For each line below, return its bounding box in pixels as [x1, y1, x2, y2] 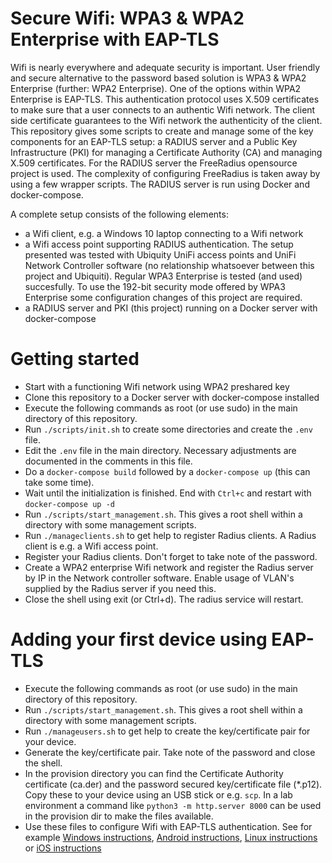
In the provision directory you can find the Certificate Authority [24, 767, 284, 779]
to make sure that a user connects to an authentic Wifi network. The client [10, 103, 316, 116]
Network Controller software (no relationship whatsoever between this [24, 259, 315, 271]
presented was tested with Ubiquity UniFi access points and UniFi [24, 248, 297, 261]
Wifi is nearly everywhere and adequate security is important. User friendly [10, 61, 321, 73]
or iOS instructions [24, 842, 102, 854]
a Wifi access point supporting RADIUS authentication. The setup [24, 238, 294, 250]
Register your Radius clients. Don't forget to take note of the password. [24, 550, 318, 562]
